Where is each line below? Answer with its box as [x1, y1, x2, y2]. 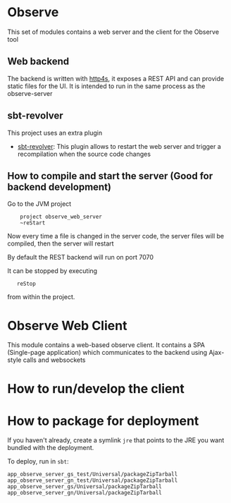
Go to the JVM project [7, 200, 72, 208]
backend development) [7, 181, 111, 193]
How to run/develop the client [7, 380, 185, 396]
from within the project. [7, 293, 75, 301]
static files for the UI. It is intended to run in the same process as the [7, 82, 206, 90]
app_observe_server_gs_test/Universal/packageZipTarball [7, 471, 178, 478]
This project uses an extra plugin [7, 128, 103, 137]
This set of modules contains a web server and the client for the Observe [7, 28, 220, 36]
